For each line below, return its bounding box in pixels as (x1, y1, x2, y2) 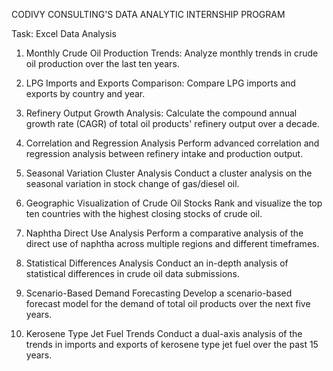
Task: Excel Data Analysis (11, 28, 117, 39)
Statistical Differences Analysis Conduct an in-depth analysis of (25, 257, 289, 269)
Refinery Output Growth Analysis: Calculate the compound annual (25, 107, 298, 119)
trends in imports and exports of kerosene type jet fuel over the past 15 (25, 339, 319, 350)
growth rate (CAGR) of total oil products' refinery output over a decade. (25, 118, 320, 129)
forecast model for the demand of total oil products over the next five (25, 298, 311, 309)
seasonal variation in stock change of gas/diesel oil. (25, 178, 240, 189)
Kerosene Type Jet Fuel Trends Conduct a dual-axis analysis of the (25, 328, 303, 339)
